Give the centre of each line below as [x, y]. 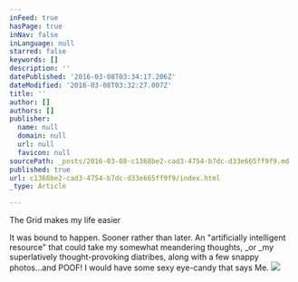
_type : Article [38, 187]
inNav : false [34, 34]
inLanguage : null [42, 43]
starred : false [38, 52]
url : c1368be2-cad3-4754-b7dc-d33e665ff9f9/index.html [115, 178]
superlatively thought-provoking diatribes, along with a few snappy [135, 257]
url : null [36, 144]
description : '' [40, 69]
